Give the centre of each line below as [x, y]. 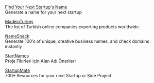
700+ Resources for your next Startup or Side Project [58, 75]
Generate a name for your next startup [43, 12]
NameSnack [17, 36]
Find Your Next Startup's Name [36, 7]
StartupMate [17, 70]
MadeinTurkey [19, 22]
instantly [14, 46]
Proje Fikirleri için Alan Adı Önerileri [41, 61]
